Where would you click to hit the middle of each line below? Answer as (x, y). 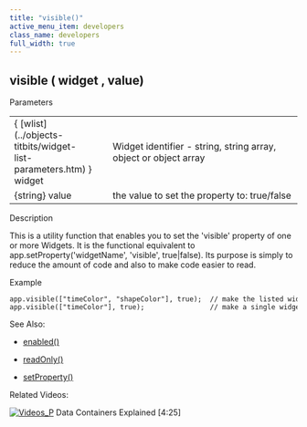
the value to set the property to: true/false (202, 195)
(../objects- (39, 135)
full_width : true (42, 43)
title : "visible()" (47, 18)
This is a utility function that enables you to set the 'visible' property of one (151, 236)
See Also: (27, 324)
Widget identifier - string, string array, (195, 147)
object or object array (159, 158)
